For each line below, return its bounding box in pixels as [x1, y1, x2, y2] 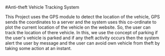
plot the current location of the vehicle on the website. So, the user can [5, 24, 151, 30]
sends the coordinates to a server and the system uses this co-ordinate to [5, 19, 157, 25]
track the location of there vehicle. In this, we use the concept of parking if [5, 30, 158, 35]
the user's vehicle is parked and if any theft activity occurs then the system [5, 35, 160, 41]
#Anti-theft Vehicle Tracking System [5, 4, 80, 10]
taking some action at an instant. [5, 46, 72, 51]
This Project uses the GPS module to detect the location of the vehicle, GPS [5, 14, 160, 19]
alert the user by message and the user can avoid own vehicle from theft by [5, 40, 160, 46]
